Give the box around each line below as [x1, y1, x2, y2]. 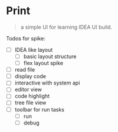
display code [14, 73, 46, 80]
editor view [14, 86, 42, 93]
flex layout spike [23, 60, 64, 67]
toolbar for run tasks [14, 106, 65, 113]
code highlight [14, 93, 50, 100]
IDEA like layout [14, 46, 53, 53]
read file [14, 66, 35, 73]
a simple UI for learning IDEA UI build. [20, 23, 112, 31]
